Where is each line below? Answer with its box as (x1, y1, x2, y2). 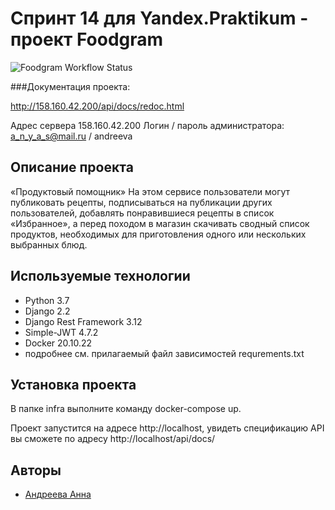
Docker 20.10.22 (24, 337, 93, 349)
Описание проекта (10, 159, 134, 176)
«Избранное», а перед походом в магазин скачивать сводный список (10, 217, 310, 229)
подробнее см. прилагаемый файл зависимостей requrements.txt (24, 347, 305, 359)
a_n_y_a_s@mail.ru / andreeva (10, 130, 133, 142)
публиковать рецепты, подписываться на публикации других (10, 196, 273, 208)
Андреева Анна (24, 488, 92, 501)
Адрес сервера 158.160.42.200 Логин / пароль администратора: (10, 119, 285, 131)
